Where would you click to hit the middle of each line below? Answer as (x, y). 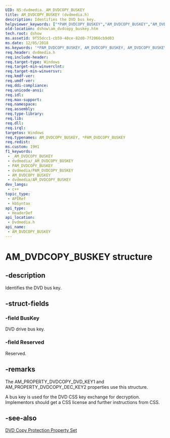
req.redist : (18, 142)
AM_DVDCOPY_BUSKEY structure (79, 257)
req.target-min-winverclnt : (35, 66)
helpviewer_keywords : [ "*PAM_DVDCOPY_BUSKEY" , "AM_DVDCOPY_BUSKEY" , (78, 24)
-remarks (20, 369)
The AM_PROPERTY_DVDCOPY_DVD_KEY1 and (55, 382)
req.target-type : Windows (32, 62)
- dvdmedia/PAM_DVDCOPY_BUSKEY (40, 171)
